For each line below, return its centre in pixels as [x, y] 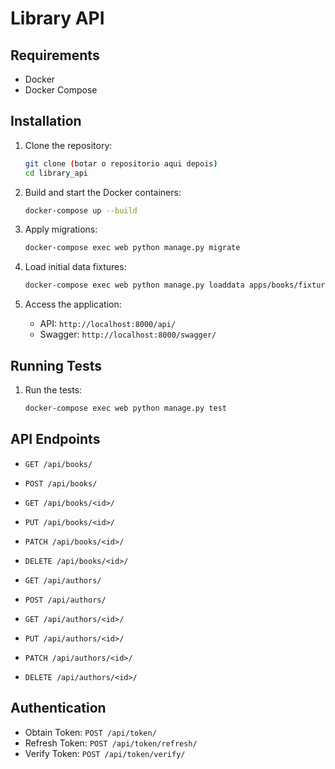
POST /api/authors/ [65, 600]
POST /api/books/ [61, 483]
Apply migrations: [61, 229]
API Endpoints [55, 439]
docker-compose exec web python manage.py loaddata [134, 285]
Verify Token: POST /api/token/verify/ [105, 753]
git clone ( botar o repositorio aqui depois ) [121, 163]
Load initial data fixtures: [75, 267]
